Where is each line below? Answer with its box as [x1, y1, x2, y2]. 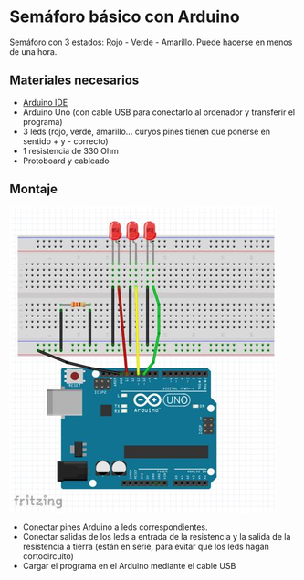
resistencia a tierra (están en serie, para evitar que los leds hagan [22, 541, 269, 552]
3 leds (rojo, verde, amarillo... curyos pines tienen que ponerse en [22, 126, 271, 137]
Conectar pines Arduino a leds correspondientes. [22, 522, 208, 533]
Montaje [9, 181, 58, 197]
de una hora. [9, 46, 58, 57]
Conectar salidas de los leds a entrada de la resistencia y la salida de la [22, 531, 291, 542]
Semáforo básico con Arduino [9, 6, 240, 27]
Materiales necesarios [9, 73, 140, 88]
